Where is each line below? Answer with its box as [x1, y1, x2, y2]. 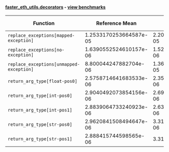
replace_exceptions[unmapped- [8, 62, 80, 67]
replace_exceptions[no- [8, 47, 65, 53]
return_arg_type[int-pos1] [8, 107, 72, 113]
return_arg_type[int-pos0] [8, 93, 72, 99]
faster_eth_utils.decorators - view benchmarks [5, 4, 106, 10]
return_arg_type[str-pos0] [8, 122, 72, 127]
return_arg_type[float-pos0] [8, 78, 77, 84]
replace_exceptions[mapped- [8, 33, 75, 39]
